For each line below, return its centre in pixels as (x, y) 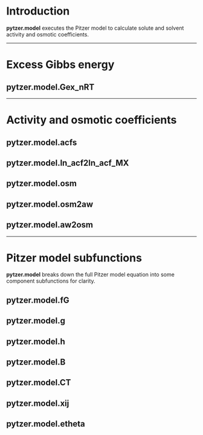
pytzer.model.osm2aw (50, 204)
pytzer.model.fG (38, 300)
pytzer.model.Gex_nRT (50, 87)
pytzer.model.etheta (46, 424)
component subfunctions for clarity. (51, 281)
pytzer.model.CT (39, 383)
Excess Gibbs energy (60, 65)
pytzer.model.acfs (42, 142)
